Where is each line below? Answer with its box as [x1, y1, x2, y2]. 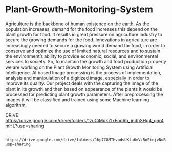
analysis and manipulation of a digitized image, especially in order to [5, 75, 150, 81]
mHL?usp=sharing [5, 123, 45, 129]
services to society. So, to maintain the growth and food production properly [5, 58, 166, 64]
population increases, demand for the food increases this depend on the [5, 26, 158, 32]
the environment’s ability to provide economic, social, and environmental [5, 53, 158, 59]
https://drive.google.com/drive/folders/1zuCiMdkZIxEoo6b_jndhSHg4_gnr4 [5, 117, 164, 123]
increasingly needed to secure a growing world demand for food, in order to [5, 42, 165, 48]
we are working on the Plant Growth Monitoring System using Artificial [5, 64, 154, 70]
